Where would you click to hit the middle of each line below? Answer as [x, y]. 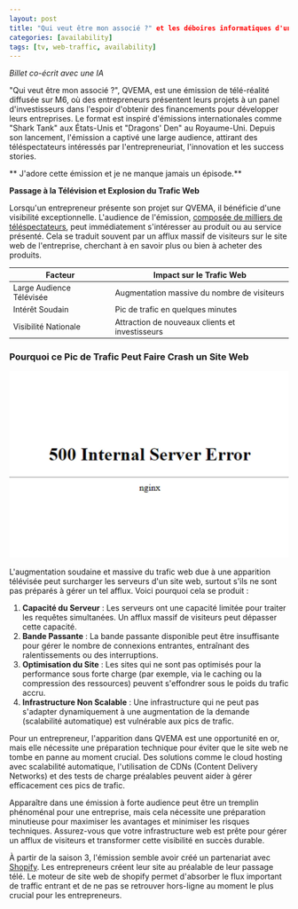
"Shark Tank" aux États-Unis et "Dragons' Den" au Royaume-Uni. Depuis [142, 128]
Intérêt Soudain [41, 310]
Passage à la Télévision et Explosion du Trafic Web [104, 191]
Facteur [60, 274]
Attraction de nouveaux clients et [175, 322]
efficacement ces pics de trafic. [67, 785]
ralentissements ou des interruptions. [90, 655]
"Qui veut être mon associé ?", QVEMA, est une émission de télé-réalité [139, 91]
